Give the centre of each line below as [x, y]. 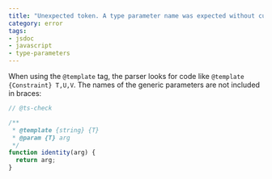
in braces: [25, 93]
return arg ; [36, 160]
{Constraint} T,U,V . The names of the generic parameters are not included [134, 85]
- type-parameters [39, 53]
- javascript [30, 46]
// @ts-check [30, 108]
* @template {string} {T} [55, 130]
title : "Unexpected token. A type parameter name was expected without [132, 16]
